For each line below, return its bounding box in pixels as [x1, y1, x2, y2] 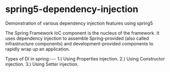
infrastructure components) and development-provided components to [5, 40, 154, 46]
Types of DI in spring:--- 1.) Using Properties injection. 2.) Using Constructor [5, 55, 165, 61]
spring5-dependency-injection [5, 4, 139, 15]
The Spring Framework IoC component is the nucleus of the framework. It [5, 30, 160, 36]
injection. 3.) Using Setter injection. [5, 61, 79, 67]
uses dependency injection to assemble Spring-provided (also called [5, 35, 149, 41]
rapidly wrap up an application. [5, 46, 70, 52]
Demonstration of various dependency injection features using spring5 [5, 20, 153, 26]
